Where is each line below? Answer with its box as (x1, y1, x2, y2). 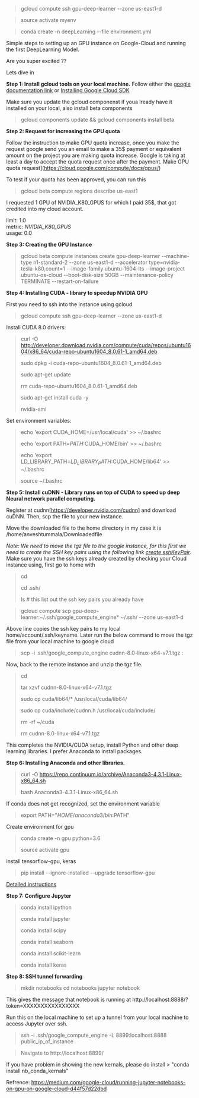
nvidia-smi (20, 405, 47, 413)
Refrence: (6, 1078, 30, 1086)
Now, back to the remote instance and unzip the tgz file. (6, 660, 143, 668)
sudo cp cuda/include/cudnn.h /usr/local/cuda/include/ (20, 707, 156, 714)
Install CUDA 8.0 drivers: (6, 324, 66, 331)
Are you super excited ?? (6, 58, 67, 64)
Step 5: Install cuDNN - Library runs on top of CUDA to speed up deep (6, 489, 181, 496)
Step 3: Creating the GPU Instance (6, 241, 92, 248)
